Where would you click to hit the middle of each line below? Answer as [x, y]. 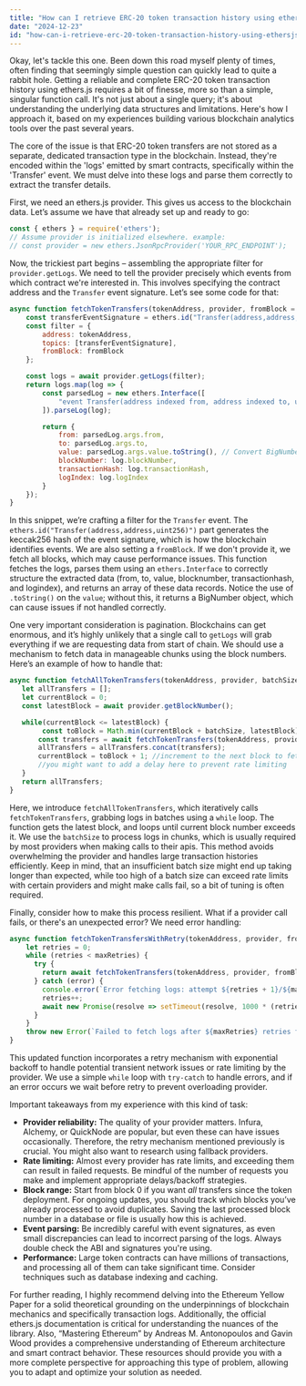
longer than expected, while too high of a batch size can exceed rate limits [149, 875]
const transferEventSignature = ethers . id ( [110, 317]
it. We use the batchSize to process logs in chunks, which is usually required [153, 837]
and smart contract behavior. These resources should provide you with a [146, 1353]
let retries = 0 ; [59, 947]
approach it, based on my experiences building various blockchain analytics [152, 118]
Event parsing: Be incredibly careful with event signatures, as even [149, 1228]
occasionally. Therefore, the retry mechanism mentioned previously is [153, 1141]
